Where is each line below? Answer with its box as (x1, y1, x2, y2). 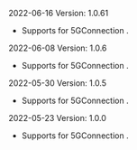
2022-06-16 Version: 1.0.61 (8, 8, 109, 18)
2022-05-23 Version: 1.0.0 (8, 113, 107, 123)
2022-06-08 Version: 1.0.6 (8, 42, 107, 53)
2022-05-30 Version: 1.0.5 (8, 78, 107, 89)
